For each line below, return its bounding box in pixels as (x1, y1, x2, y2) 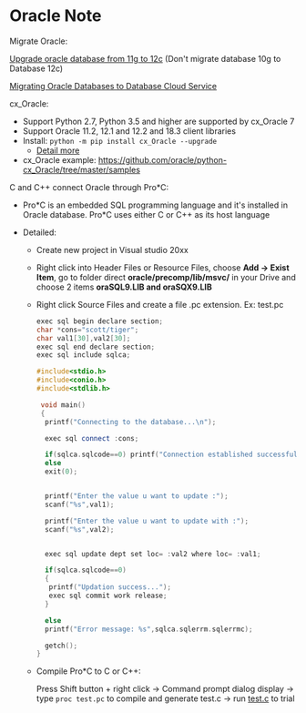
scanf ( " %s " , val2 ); (44, 525, 115, 534)
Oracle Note (9, 5, 102, 26)
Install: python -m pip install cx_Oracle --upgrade (22, 135, 217, 146)
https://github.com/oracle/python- (98, 154, 228, 165)
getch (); (44, 641, 78, 650)
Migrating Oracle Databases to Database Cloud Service (9, 80, 217, 91)
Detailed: (22, 227, 57, 238)
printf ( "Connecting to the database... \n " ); (44, 417, 217, 426)
